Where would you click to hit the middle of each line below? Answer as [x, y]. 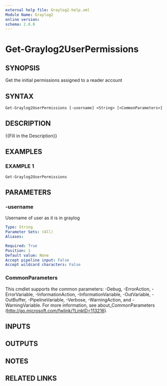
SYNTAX [20, 96]
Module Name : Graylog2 [29, 15]
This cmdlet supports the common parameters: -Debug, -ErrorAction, [78, 289]
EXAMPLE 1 [20, 166]
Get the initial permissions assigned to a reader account [64, 80]
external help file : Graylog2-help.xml [48, 10]
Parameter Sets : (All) [29, 232]
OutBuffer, [16, 300]
